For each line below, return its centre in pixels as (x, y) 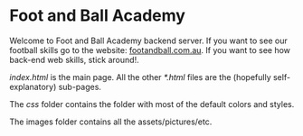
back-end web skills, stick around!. (74, 59)
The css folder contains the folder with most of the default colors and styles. (152, 104)
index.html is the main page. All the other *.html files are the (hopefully (140, 77)
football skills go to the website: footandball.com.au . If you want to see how (150, 50)
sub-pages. (80, 86)
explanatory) (33, 86)
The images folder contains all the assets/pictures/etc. (111, 122)
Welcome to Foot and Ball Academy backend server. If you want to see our (148, 41)
